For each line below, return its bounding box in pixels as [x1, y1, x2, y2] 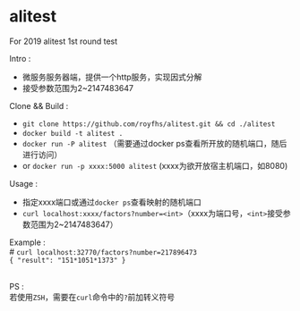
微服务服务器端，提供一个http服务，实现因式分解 [21, 71, 202, 82]
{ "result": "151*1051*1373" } [9, 256, 126, 265]
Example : [9, 237, 47, 248]
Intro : [9, 53, 31, 63]
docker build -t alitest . [21, 129, 124, 138]
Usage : [9, 178, 39, 189]
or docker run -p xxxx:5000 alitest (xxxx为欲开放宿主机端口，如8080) [21, 160, 288, 171]
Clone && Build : [9, 100, 69, 111]
